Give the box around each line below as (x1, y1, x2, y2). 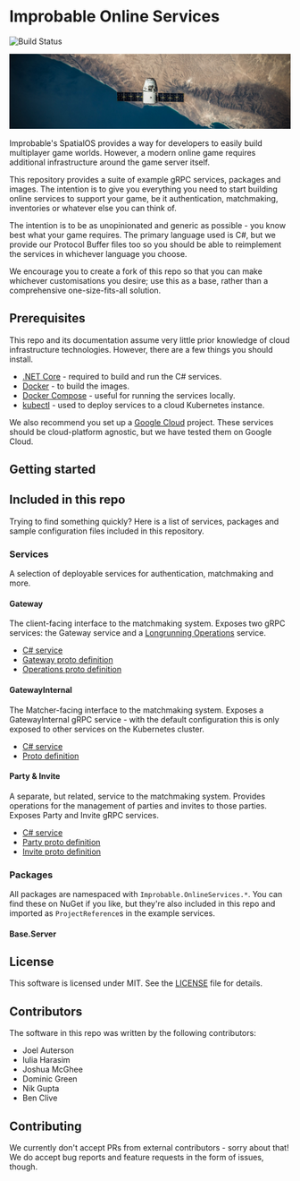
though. (9, 1161, 38, 1172)
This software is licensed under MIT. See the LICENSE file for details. (9, 978, 263, 988)
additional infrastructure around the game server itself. (9, 157, 211, 167)
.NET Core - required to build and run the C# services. (21, 371, 222, 381)
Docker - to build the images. (21, 381, 129, 391)
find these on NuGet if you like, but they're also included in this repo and (9, 898, 276, 910)
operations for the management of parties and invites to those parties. (9, 800, 268, 811)
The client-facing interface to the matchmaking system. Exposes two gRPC (9, 618, 286, 629)
